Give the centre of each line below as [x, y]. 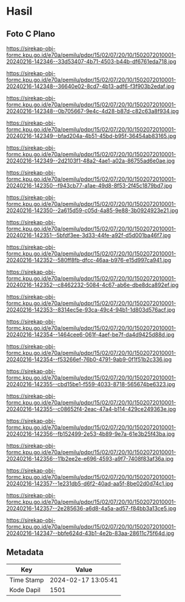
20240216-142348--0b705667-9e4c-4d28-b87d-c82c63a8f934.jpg [93, 111]
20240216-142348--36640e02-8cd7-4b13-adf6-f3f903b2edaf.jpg [90, 86]
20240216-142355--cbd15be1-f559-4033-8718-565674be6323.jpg [91, 384]
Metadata [25, 552]
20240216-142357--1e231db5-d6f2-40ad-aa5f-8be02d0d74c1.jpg [90, 483]
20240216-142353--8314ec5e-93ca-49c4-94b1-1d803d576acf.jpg [91, 310]
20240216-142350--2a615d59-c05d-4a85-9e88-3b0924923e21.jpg [92, 210]
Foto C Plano [31, 34]
